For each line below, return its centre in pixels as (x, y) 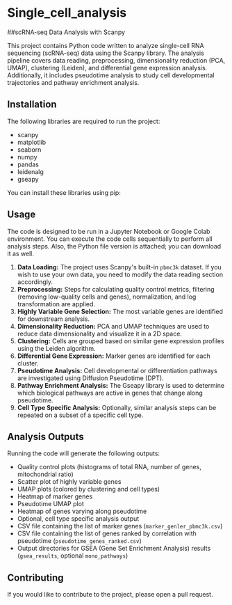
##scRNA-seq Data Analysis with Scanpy (66, 32)
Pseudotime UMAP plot (51, 504)
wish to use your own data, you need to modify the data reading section (120, 274)
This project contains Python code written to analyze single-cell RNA (106, 45)
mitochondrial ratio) (45, 474)
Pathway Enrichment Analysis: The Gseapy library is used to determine (121, 385)
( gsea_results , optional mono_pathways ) (73, 556)
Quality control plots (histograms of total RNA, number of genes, (109, 467)
